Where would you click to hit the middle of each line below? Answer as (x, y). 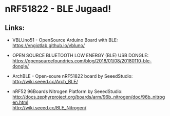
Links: (15, 28)
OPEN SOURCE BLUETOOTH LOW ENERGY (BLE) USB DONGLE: (80, 55)
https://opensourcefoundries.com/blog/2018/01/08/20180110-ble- (82, 61)
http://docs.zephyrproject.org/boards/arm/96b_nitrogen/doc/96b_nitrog (89, 97)
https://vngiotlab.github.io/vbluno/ (49, 45)
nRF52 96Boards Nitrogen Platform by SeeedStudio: (67, 91)
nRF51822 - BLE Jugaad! (58, 9)
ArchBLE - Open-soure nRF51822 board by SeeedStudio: (72, 76)
